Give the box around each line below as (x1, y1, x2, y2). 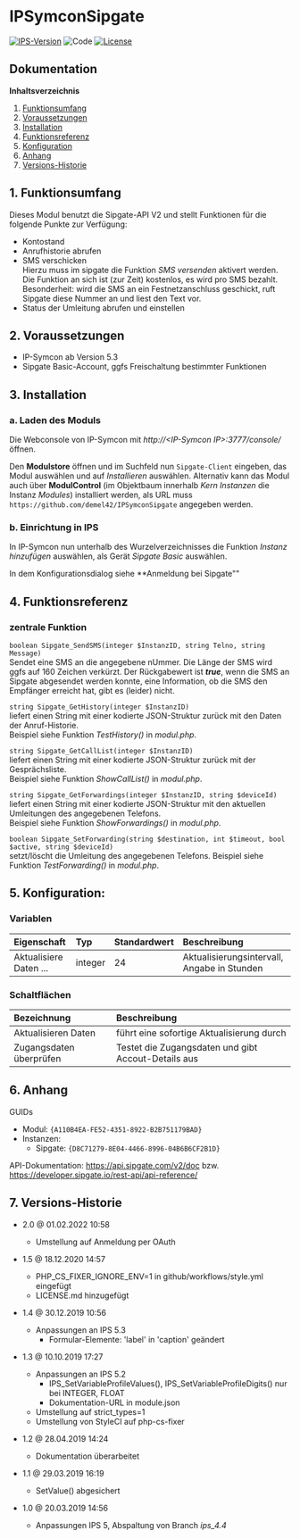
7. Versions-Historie (9, 1195, 122, 1210)
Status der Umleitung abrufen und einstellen (21, 302, 185, 313)
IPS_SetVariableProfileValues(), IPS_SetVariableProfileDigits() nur (48, 1377, 287, 1389)
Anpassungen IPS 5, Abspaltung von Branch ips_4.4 (35, 1519, 227, 1530)
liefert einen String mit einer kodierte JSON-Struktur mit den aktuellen (9, 799, 266, 810)
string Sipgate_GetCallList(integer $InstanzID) (9, 747, 194, 756)
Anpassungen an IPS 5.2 (35, 1368, 127, 1379)
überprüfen (13, 1052, 62, 1065)
